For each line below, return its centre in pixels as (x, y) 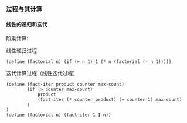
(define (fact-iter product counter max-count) (65, 85)
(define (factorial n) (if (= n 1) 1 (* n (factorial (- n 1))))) (89, 62)
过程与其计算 (24, 9)
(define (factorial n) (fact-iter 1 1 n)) (59, 115)
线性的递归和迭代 (27, 24)
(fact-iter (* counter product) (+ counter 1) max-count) (110, 100)
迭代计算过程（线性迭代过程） (42, 73)
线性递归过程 (21, 51)
